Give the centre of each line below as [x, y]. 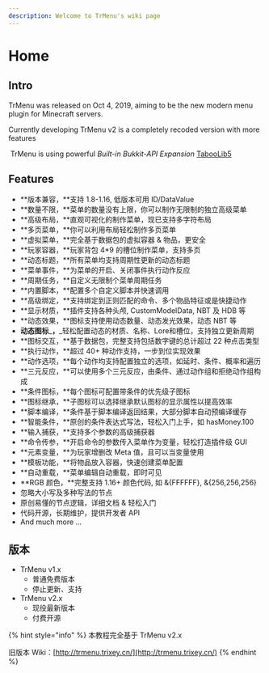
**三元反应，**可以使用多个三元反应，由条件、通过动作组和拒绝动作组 [137, 371]
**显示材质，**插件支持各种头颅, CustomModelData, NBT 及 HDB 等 [133, 311]
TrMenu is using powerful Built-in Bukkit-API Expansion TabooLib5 [121, 154]
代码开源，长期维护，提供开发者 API [80, 513]
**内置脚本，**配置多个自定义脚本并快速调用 [95, 290]
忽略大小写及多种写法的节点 [66, 493]
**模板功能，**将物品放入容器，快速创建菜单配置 [101, 463]
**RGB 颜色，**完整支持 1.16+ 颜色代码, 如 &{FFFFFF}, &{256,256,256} [138, 483]
